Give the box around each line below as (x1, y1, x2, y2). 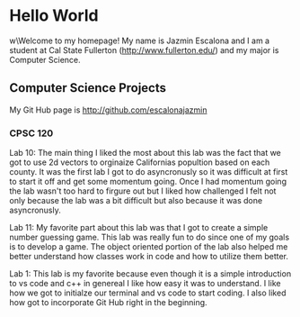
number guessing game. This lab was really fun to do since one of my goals (9, 231, 290, 243)
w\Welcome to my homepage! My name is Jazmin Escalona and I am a (9, 35, 270, 46)
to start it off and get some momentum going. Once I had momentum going (9, 177, 287, 187)
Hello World (9, 5, 99, 26)
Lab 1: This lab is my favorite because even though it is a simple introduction (9, 268, 292, 279)
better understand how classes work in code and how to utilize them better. (9, 251, 289, 262)
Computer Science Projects (9, 80, 167, 95)
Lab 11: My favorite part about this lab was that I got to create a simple (9, 222, 269, 233)
